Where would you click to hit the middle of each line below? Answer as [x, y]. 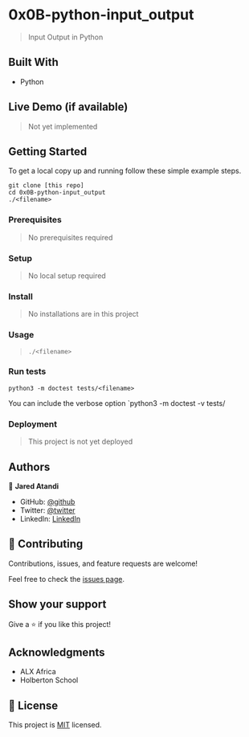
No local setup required [67, 276]
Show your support [57, 604]
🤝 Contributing [46, 544]
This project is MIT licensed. [55, 725]
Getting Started [48, 151]
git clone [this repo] [46, 186]
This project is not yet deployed [80, 442]
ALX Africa [38, 672]
